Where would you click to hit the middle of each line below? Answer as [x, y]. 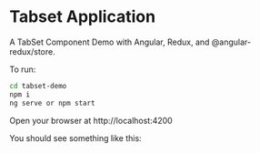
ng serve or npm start [52, 103]
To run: [23, 69]
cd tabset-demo [38, 86]
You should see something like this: [76, 138]
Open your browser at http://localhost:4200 [91, 120]
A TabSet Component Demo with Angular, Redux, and [110, 42]
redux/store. [33, 51]
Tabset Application [83, 17]
